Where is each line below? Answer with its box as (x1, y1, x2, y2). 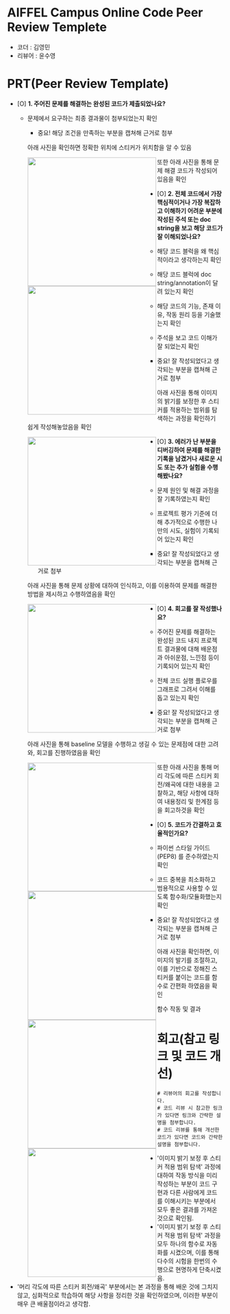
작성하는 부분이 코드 (157, 1180, 211, 1188)
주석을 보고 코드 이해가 (157, 333, 218, 342)
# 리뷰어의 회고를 (157, 1090, 200, 1097)
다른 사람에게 (170, 1188, 205, 1196)
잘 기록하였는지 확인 (157, 494, 211, 503)
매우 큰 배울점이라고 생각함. (16, 1300, 91, 1308)
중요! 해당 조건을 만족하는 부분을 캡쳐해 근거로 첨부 (37, 128, 173, 136)
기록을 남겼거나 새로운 (157, 454, 216, 462)
